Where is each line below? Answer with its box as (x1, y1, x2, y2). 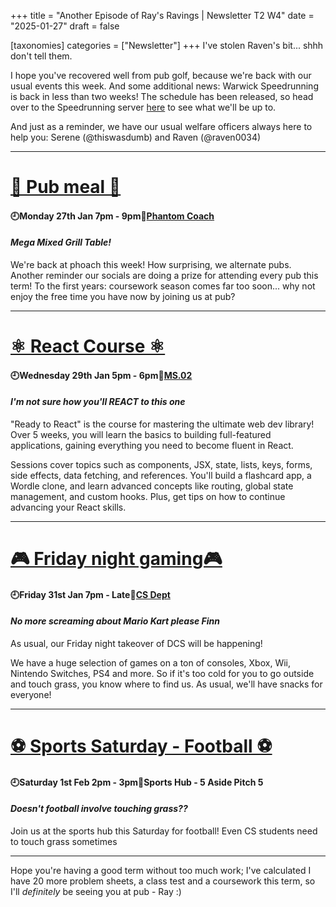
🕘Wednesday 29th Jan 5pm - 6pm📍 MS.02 (10, 369, 193, 381)
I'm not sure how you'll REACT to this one (10, 396, 186, 408)
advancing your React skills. (10, 501, 127, 513)
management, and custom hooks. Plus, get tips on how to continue (10, 490, 286, 502)
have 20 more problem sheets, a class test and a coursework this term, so (10, 875, 316, 887)
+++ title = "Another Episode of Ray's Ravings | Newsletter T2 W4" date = (10, 10, 315, 21)
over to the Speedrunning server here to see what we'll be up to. (10, 101, 277, 113)
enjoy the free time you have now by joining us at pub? (10, 290, 236, 302)
